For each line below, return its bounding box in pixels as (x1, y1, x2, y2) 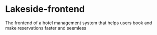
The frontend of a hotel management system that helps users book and (5, 20, 152, 26)
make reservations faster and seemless (5, 25, 87, 31)
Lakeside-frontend (5, 3, 85, 15)
